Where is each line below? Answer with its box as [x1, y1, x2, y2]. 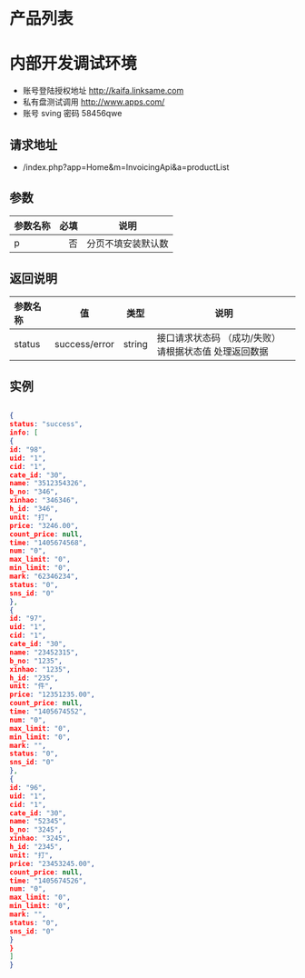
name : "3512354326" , [9, 479, 88, 488]
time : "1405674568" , [9, 538, 88, 547]
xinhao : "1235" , [9, 664, 71, 674]
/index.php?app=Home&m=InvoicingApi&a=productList [22, 161, 230, 173]
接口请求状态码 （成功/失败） [156, 331, 281, 344]
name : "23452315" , [9, 647, 79, 657]
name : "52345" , [9, 817, 67, 826]
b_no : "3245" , [9, 825, 64, 834]
